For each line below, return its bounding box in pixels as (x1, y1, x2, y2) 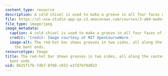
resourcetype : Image (5, 49, 48, 54)
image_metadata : (5, 26, 39, 31)
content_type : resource (5, 7, 55, 12)
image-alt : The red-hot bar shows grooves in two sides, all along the (9, 40, 162, 45)
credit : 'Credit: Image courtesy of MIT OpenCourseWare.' (9, 35, 133, 40)
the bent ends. (14, 44, 46, 49)
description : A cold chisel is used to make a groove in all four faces (5, 12, 160, 17)
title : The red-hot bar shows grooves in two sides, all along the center (5, 53, 164, 59)
